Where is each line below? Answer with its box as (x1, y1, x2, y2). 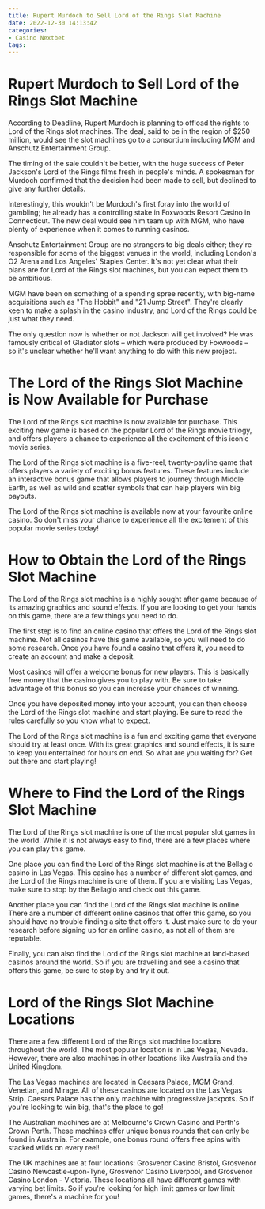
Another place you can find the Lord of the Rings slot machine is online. (8, 899, 241, 909)
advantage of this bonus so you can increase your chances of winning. (8, 683, 240, 693)
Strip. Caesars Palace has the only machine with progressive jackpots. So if (8, 1093, 255, 1103)
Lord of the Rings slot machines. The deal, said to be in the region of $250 (8, 127, 251, 136)
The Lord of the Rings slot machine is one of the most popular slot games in (8, 827, 256, 836)
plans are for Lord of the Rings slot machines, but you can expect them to (8, 265, 248, 275)
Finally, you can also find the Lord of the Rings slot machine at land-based (8, 949, 250, 958)
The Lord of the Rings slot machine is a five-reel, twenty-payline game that (8, 458, 252, 467)
